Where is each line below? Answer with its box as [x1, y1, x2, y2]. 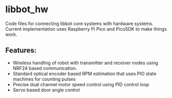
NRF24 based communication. [12, 65, 78, 71]
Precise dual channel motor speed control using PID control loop [12, 81, 149, 87]
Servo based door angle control [12, 87, 80, 93]
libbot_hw [5, 4, 49, 15]
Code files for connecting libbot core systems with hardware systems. [5, 20, 154, 27]
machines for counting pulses [12, 76, 76, 82]
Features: [5, 46, 37, 55]
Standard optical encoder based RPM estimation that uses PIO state [12, 70, 157, 77]
